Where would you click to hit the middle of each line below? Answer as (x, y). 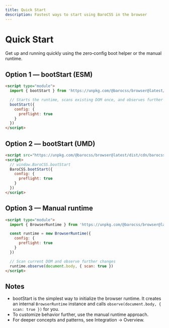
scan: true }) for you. (36, 309)
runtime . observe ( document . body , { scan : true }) (62, 266)
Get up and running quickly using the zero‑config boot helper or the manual (83, 53)
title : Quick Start (26, 10)
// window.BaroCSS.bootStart (40, 165)
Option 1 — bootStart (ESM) (49, 74)
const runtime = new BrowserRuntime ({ (51, 234)
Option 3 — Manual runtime (49, 209)
